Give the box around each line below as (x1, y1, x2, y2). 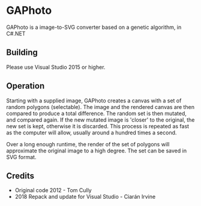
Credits (6, 170, 35, 181)
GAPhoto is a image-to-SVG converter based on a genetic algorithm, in (6, 23, 182, 31)
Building (6, 48, 38, 58)
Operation (6, 81, 45, 91)
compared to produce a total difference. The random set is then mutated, (6, 110, 187, 117)
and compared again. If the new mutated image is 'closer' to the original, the (6, 116, 195, 123)
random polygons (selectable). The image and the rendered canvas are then (6, 103, 195, 110)
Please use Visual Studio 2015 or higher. (6, 63, 106, 70)
